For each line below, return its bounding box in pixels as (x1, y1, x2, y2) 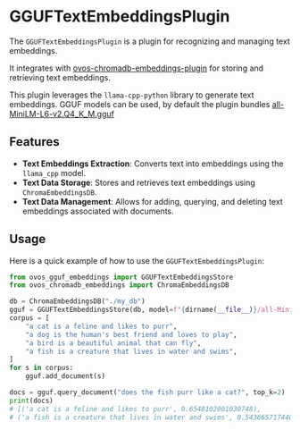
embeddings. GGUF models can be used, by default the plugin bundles (9, 98, 271, 109)
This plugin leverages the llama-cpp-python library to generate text (9, 89, 254, 100)
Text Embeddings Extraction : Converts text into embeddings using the (21, 158, 284, 169)
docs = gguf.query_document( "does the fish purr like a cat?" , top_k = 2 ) (9, 388, 286, 397)
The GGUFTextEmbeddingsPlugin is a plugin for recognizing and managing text (9, 36, 290, 46)
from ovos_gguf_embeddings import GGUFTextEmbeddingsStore (9, 273, 234, 282)
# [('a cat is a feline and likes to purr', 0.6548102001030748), (9, 404, 262, 413)
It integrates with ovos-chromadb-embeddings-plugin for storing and (9, 63, 264, 73)
